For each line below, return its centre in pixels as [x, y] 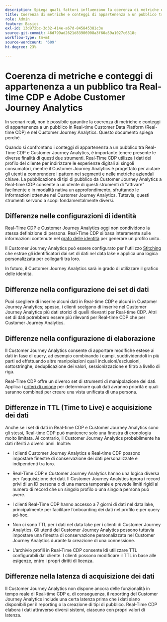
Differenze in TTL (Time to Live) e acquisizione [79, 408]
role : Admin [17, 19]
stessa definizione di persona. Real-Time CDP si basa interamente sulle [78, 233]
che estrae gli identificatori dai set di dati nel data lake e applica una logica [82, 254]
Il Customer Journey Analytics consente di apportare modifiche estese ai [80, 350]
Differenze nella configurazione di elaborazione [80, 338]
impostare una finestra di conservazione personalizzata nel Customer [83, 535]
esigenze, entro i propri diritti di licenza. [53, 561]
